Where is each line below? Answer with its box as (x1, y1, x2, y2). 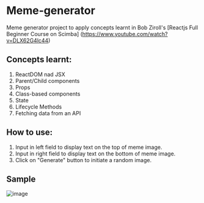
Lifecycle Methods (15, 103, 62, 110)
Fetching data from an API (15, 109, 81, 116)
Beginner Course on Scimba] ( (6, 30, 82, 37)
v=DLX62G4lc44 (6, 37, 49, 44)
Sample (6, 174, 36, 184)
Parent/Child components (15, 77, 80, 84)
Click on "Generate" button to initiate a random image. (15, 156, 151, 163)
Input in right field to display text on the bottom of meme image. (15, 150, 176, 157)
